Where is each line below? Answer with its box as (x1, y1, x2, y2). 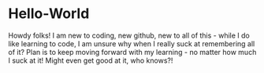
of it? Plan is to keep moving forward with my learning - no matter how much (8, 47, 257, 57)
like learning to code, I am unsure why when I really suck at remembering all (8, 38, 255, 48)
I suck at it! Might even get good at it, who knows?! (8, 56, 173, 65)
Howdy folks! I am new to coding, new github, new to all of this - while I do (8, 31, 250, 40)
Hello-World (8, 5, 90, 23)
